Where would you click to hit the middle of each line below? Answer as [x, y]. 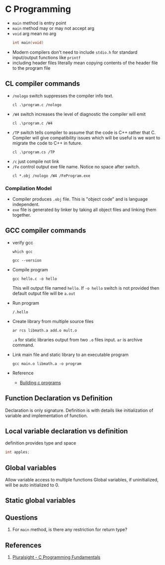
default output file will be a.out [44, 293]
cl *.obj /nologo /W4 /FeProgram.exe [51, 176]
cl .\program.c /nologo [37, 105]
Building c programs [40, 382]
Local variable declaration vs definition [66, 431]
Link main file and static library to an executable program [70, 354]
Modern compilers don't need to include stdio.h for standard [75, 52]
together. [22, 215]
